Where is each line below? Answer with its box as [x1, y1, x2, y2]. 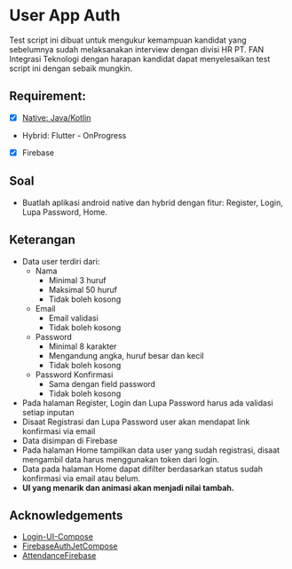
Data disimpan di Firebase [21, 435, 118, 446]
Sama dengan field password [48, 378, 156, 389]
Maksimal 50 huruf [48, 284, 118, 295]
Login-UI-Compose [21, 532, 93, 542]
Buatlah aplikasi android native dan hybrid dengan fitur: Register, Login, [21, 197, 284, 208]
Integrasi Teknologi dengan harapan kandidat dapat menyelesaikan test [9, 53, 271, 64]
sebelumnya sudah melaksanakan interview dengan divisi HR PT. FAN [9, 43, 264, 54]
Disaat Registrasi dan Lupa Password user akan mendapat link [21, 416, 250, 427]
